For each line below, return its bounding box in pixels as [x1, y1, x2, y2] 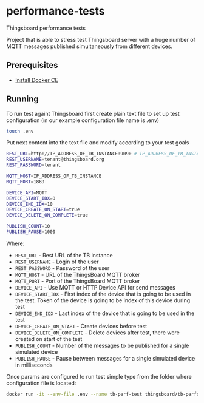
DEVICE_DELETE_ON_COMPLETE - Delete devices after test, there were [15, 329, 180, 336]
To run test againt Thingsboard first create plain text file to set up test [6, 110, 180, 117]
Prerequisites [6, 60, 58, 70]
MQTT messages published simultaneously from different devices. [6, 42, 173, 50]
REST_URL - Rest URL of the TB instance [15, 251, 114, 259]
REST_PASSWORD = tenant [6, 162, 61, 168]
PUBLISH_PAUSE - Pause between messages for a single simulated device [15, 354, 195, 362]
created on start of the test [15, 335, 83, 342]
